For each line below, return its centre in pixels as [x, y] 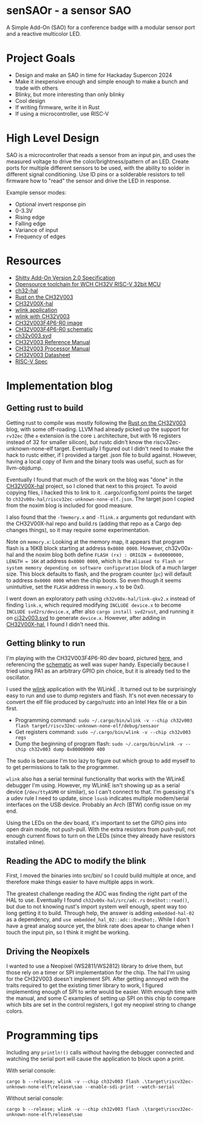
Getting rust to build [45, 408]
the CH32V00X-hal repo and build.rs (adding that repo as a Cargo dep [94, 523]
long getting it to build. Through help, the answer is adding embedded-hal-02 [101, 913]
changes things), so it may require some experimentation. [78, 530]
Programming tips [52, 1035]
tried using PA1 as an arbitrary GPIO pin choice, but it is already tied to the [98, 671]
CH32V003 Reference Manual [53, 342]
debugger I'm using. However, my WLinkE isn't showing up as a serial [93, 785]
